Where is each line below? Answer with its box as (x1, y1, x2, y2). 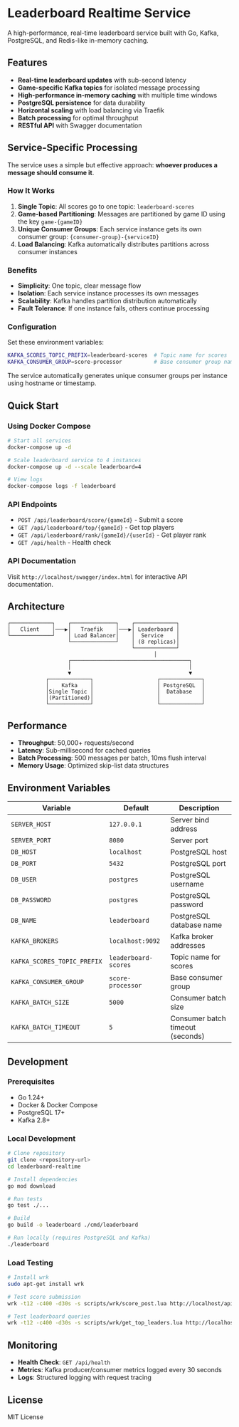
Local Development (7, 1134, 76, 1144)
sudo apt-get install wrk (7, 1280, 84, 1287)
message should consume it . (7, 168, 95, 177)
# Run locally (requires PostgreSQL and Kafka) (7, 1234, 152, 1242)
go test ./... (7, 1202, 50, 1209)
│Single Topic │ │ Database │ (45, 688, 205, 695)
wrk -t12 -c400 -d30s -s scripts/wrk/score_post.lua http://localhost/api (7, 1300, 234, 1307)
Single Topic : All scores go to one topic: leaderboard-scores (17, 202, 195, 211)
